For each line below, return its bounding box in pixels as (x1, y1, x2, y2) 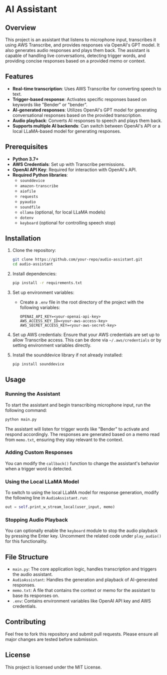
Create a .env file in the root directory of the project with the (19, 299, 144, 305)
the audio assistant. (12, 571, 53, 577)
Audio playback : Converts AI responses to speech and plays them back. (12, 117, 162, 123)
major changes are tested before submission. (5, 636, 98, 642)
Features (5, 72, 33, 81)
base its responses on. (12, 592, 59, 598)
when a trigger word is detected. (5, 465, 72, 471)
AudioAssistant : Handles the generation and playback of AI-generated (12, 576, 158, 583)
